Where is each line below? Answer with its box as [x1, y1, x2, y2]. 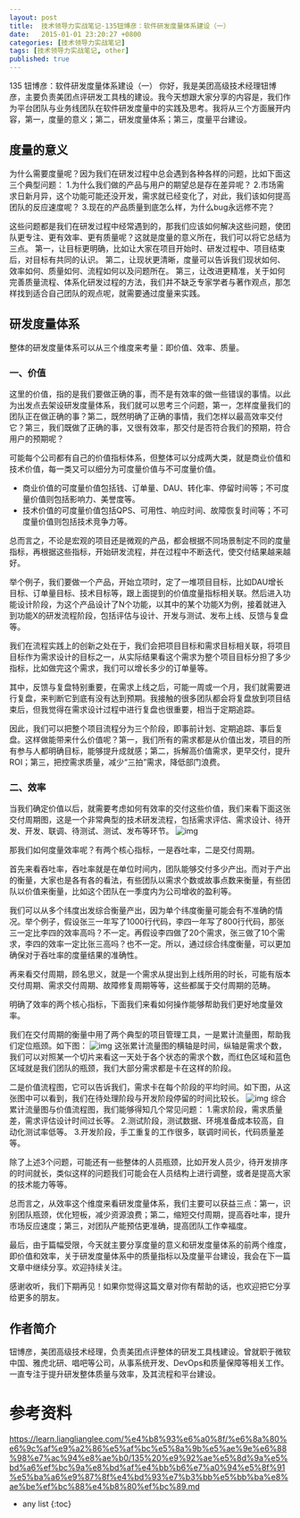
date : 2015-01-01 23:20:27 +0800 [9, 30, 142, 38]
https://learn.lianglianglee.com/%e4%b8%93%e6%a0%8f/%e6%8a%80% [9, 1433, 287, 1444]
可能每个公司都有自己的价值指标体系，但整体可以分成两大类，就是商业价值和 [9, 452, 291, 463]
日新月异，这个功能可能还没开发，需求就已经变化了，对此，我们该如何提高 [16, 190, 291, 201]
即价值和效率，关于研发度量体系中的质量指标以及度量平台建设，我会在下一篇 [9, 1250, 291, 1262]
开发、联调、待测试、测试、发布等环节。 [24, 825, 174, 837]
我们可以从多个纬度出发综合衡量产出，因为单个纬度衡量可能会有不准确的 [9, 905, 275, 916]
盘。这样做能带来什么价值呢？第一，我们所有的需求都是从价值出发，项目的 [9, 734, 283, 745]
